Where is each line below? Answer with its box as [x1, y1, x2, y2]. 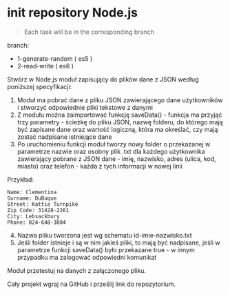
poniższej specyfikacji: [7, 82, 72, 91]
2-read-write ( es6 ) [17, 61, 74, 70]
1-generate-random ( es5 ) [17, 54, 93, 63]
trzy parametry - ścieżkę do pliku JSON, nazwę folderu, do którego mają [17, 117, 223, 126]
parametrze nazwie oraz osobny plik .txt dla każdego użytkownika [17, 147, 205, 155]
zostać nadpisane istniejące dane [17, 133, 112, 141]
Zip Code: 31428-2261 [7, 207, 70, 213]
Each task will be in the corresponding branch [23, 28, 155, 36]
